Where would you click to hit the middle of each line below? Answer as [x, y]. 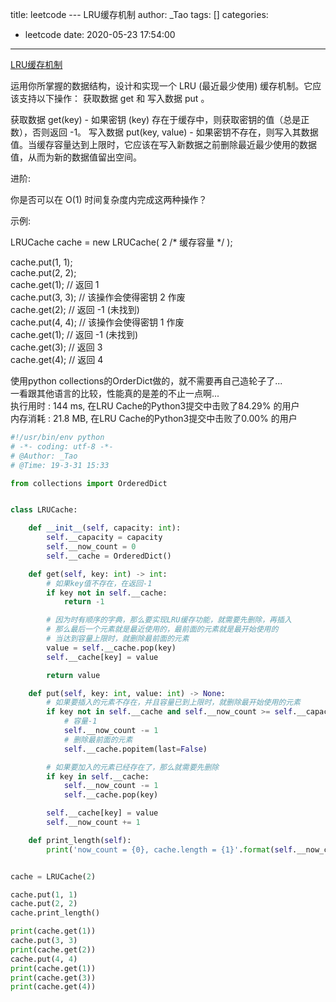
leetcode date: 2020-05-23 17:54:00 [100, 34]
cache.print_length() [55, 913]
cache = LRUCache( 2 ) [53, 876]
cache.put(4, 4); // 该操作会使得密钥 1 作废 [97, 322]
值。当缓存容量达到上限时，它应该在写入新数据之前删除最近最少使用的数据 [163, 144]
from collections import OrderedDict [89, 483]
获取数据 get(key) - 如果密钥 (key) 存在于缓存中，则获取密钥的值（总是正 [160, 119]
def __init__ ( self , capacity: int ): [105, 528]
